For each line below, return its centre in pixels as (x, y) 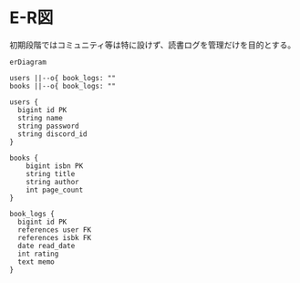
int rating (38, 254)
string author (52, 182)
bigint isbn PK (55, 166)
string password (48, 126)
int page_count (55, 190)
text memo (36, 262)
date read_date (47, 246)
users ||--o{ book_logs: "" (63, 78)
